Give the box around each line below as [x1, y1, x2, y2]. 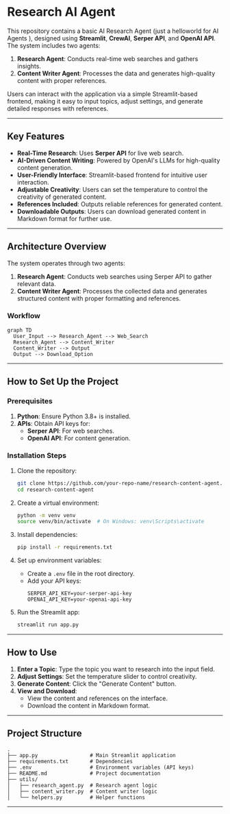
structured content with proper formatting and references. [16, 294, 181, 302]
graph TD [7, 326, 32, 333]
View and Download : [16, 686, 77, 695]
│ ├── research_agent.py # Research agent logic [7, 782, 157, 789]
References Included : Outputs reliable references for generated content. [16, 200, 223, 208]
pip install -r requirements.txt [16, 544, 113, 551]
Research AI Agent [7, 4, 116, 20]
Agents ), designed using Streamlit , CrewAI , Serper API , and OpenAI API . [7, 34, 216, 42]
